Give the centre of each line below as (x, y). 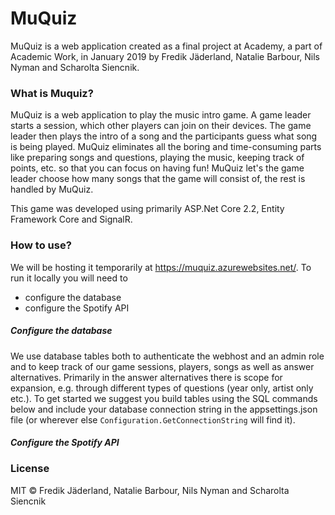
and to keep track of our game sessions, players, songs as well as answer (162, 366)
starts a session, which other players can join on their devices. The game (161, 126)
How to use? (41, 245)
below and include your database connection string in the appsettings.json (164, 409)
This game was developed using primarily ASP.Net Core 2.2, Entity (147, 209)
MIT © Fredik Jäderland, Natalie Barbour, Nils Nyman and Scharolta (150, 490)
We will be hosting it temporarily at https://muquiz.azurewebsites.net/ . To (161, 267)
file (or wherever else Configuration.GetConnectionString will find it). (153, 419)
